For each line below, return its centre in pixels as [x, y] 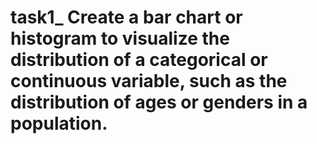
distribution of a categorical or [139, 60]
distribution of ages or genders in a [159, 102]
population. [59, 123]
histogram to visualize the [120, 38]
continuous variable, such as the [149, 81]
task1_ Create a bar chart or [126, 17]
